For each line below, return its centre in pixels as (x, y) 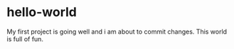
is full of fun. (25, 38)
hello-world (42, 12)
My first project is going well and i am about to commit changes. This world (117, 31)
